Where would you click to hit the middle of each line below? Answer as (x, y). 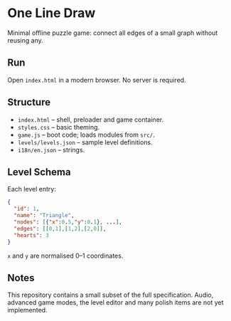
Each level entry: (32, 189)
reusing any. (26, 40)
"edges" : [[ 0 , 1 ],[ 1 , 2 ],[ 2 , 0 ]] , (60, 228)
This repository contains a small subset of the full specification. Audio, (111, 295)
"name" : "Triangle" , (44, 216)
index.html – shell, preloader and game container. (91, 120)
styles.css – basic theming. (59, 127)
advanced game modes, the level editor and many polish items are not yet (116, 302)
